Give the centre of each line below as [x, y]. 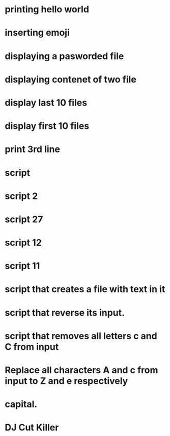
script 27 [24, 219]
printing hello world [47, 9]
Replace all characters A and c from [81, 370]
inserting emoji [37, 33]
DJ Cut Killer [32, 428]
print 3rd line [33, 149]
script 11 [22, 266]
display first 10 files [47, 126]
